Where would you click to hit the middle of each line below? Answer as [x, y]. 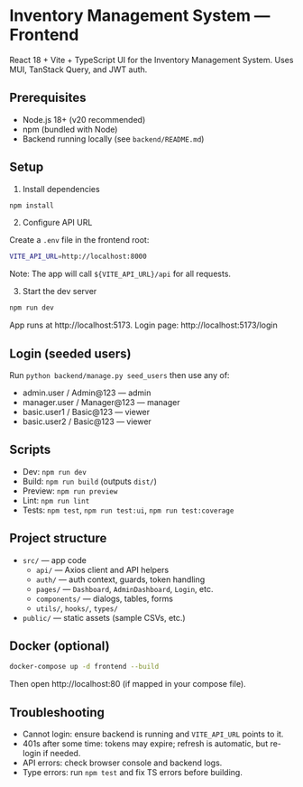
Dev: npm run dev [55, 471]
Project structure [58, 538]
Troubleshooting [57, 713]
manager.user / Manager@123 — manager [101, 402]
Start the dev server [60, 292]
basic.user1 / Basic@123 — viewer [86, 412]
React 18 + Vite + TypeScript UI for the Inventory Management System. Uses [151, 60]
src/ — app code [55, 560]
